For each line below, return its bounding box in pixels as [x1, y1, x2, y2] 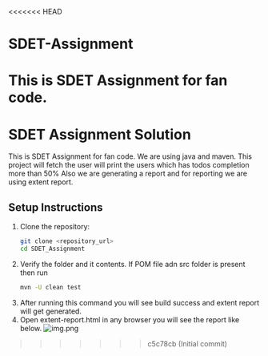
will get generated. [19, 306, 82, 316]
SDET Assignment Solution [8, 125, 192, 144]
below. [19, 323, 42, 333]
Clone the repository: [19, 222, 90, 232]
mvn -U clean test [19, 283, 82, 291]
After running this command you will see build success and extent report [19, 297, 260, 307]
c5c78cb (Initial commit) [147, 338, 228, 348]
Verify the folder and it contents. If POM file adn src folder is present [19, 259, 246, 269]
